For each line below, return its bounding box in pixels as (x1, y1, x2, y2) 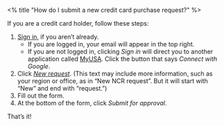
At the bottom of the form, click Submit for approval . (17, 99, 168, 107)
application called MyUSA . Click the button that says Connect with (27, 55, 218, 63)
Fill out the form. (17, 91, 64, 100)
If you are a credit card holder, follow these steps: (7, 19, 149, 27)
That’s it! (7, 112, 32, 120)
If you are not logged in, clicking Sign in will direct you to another (27, 48, 214, 55)
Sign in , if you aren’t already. (17, 33, 99, 41)
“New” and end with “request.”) (17, 84, 107, 92)
